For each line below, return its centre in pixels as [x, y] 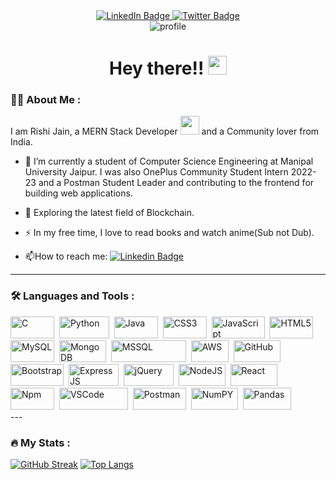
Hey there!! [157, 68]
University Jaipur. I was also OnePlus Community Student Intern [156, 172]
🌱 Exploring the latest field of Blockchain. [109, 213]
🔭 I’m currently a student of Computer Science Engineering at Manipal [169, 161]
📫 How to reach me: [66, 256]
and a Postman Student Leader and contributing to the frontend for [176, 183]
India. [21, 142]
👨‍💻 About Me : [46, 100]
